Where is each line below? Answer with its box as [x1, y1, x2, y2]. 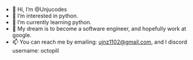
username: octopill [12, 47, 59, 54]
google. [12, 32, 32, 39]
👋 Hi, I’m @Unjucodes [12, 6, 67, 13]
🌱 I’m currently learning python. [12, 19, 92, 25]
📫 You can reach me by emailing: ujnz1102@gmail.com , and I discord [12, 38, 188, 45]
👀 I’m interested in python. [12, 12, 78, 19]
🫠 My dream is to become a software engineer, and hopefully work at [12, 25, 186, 32]
